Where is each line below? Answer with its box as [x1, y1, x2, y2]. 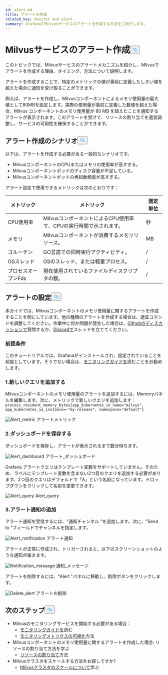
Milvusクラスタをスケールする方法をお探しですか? [12, 658, 116, 664]
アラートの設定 [5, 293, 51, 302]
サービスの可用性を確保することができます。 [18, 120, 110, 126]
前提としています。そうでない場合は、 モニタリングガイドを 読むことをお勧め [5, 358, 162, 365]
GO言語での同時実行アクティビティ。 [43, 248, 130, 255]
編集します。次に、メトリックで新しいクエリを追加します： [13, 397, 136, 403]
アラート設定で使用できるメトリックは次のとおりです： [5, 184, 119, 190]
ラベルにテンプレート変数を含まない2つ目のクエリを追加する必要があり [13, 470, 161, 476]
